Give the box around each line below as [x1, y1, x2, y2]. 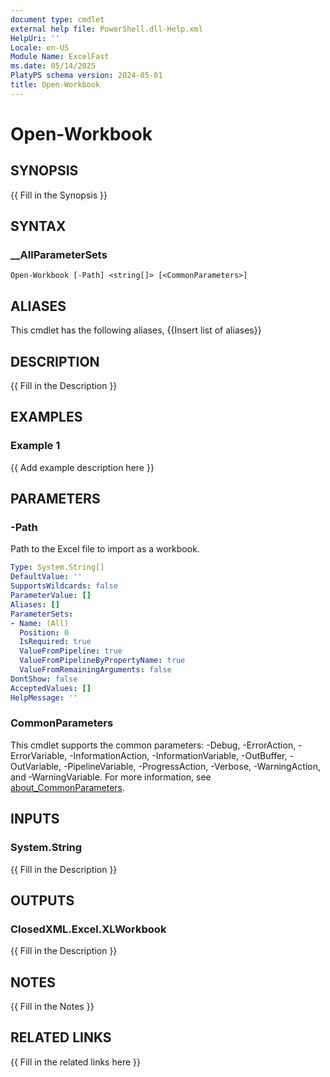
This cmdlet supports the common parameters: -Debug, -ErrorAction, [10, 739, 297, 751]
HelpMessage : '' [10, 692, 78, 703]
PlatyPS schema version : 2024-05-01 [10, 71, 163, 81]
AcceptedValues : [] [10, 683, 92, 693]
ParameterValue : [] [10, 591, 92, 601]
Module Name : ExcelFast [10, 52, 110, 62]
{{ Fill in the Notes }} [10, 1001, 95, 1013]
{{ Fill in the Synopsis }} [10, 189, 108, 201]
